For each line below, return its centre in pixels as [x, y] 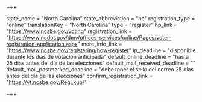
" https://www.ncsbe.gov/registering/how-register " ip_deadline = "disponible [101, 50]
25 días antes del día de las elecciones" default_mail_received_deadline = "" [101, 63]
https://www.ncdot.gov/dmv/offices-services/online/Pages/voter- [90, 37]
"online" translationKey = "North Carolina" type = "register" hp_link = [92, 25]
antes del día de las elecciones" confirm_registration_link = [80, 76]
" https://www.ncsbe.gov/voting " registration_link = [69, 31]
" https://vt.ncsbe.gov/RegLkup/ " [47, 82]
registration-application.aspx [42, 44]
